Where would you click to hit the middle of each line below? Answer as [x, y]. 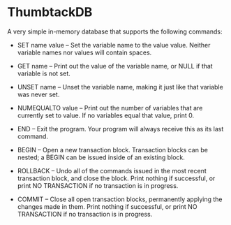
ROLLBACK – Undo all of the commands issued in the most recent [112, 170]
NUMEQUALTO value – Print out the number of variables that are [110, 108]
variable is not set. [44, 73]
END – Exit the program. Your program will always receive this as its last [120, 129]
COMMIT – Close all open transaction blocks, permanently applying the [120, 199]
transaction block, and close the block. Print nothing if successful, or [116, 178]
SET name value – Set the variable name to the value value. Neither [114, 45]
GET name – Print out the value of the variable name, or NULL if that [115, 66]
